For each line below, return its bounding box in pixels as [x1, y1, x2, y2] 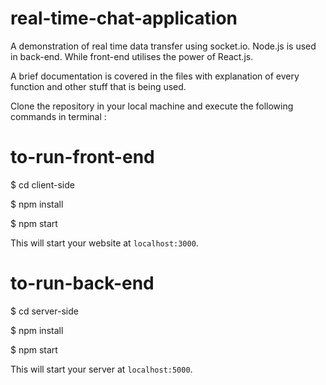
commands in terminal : [10, 110, 107, 122]
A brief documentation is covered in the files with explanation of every [10, 70, 300, 82]
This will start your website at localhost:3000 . [10, 237, 199, 249]
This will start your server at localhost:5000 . [10, 363, 193, 375]
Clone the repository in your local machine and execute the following [10, 100, 294, 112]
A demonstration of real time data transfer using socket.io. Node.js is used [10, 40, 317, 52]
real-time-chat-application [10, 7, 238, 30]
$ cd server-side [10, 305, 79, 317]
